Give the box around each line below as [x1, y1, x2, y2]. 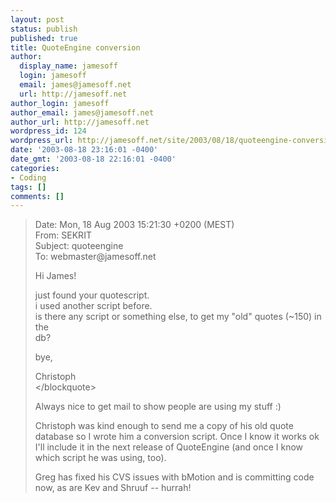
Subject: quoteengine [34, 240, 124, 252]
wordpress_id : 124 [10, 126, 87, 136]
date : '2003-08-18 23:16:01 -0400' [10, 145, 159, 155]
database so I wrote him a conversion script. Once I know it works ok [34, 431, 320, 443]
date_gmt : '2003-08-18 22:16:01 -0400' [10, 154, 177, 164]
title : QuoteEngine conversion [10, 42, 141, 53]
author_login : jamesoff [10, 98, 110, 108]
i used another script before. [34, 300, 153, 312]
